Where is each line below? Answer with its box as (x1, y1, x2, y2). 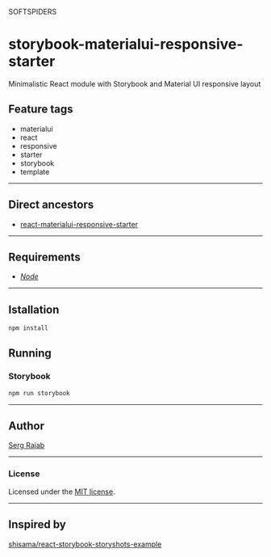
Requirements (8, 250, 81, 264)
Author (8, 420, 44, 433)
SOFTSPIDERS (8, 7, 57, 16)
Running (8, 347, 52, 361)
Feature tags (8, 103, 73, 116)
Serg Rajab (8, 441, 45, 450)
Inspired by (8, 517, 66, 532)
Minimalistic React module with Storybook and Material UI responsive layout (8, 78, 261, 88)
